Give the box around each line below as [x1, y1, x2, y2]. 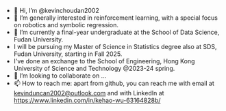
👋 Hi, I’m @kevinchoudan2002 [13, 7, 99, 14]
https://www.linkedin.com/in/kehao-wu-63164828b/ [13, 96, 161, 104]
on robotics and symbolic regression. [13, 21, 118, 29]
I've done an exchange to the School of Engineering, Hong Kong [13, 57, 195, 65]
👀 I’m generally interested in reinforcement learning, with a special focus [13, 14, 218, 22]
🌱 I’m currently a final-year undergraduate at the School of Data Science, [13, 28, 220, 36]
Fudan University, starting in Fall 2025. [13, 50, 123, 58]
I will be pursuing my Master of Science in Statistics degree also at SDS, [13, 43, 217, 50]
